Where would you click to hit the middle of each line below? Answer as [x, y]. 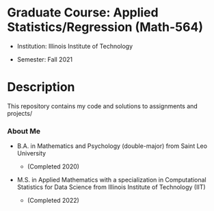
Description [41, 87]
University [31, 153]
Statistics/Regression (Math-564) [105, 27]
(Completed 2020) [53, 166]
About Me [24, 131]
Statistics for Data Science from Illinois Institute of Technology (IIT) [111, 187]
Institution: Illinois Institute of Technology [75, 46]
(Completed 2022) [53, 201]
